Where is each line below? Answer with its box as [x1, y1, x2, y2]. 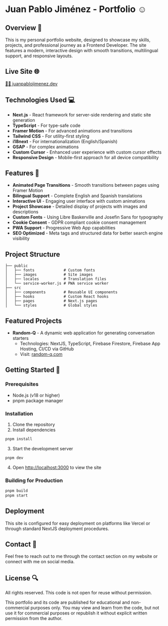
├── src [5, 285, 22, 291]
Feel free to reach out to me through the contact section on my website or [5, 553, 158, 559]
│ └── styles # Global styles [5, 303, 98, 308]
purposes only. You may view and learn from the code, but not [30, 605, 159, 611]
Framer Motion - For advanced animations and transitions [12, 128, 133, 134]
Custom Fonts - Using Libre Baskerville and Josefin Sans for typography [12, 214, 163, 220]
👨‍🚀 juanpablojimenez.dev [5, 80, 58, 86]
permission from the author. [5, 615, 63, 621]
